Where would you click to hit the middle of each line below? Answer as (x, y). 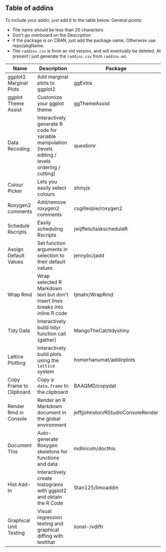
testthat (46, 542)
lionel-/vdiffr (89, 527)
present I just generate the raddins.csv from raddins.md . (70, 56)
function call (52, 334)
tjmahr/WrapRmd (94, 294)
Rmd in (16, 413)
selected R (49, 282)
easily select (52, 188)
